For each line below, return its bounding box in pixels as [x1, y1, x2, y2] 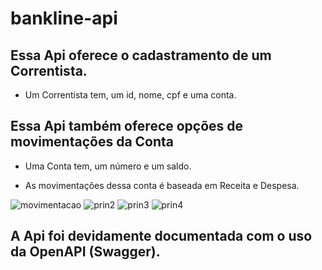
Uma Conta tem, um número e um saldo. [24, 160, 192, 172]
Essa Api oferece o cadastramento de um [10, 47, 272, 64]
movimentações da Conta [10, 133, 175, 151]
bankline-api [10, 7, 118, 30]
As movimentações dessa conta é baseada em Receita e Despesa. [24, 179, 300, 191]
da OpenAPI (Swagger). [10, 243, 161, 261]
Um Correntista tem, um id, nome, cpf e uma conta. [24, 89, 237, 101]
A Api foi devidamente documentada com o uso [10, 228, 313, 245]
